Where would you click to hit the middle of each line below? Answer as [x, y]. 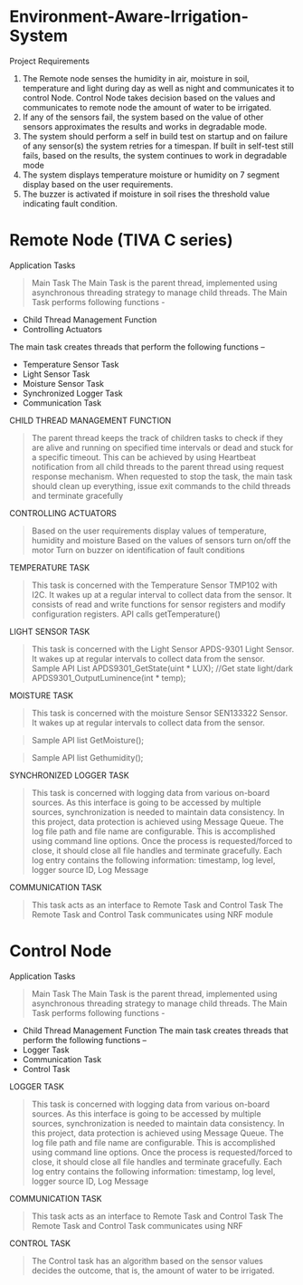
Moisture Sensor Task [63, 383]
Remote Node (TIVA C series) [121, 240]
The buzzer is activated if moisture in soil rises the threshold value [146, 194]
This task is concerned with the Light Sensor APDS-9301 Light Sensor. [163, 648]
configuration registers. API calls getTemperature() [126, 614]
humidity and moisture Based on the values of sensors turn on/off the [161, 540]
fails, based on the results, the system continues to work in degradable [155, 155]
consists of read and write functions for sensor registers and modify [159, 604]
